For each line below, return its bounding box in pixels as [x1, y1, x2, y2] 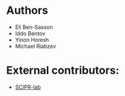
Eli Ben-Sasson [14, 23, 53, 31]
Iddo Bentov [14, 29, 46, 37]
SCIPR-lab [14, 83, 41, 91]
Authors [6, 4, 48, 17]
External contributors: [6, 64, 120, 77]
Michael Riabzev [14, 43, 56, 50]
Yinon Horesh [14, 36, 50, 43]
